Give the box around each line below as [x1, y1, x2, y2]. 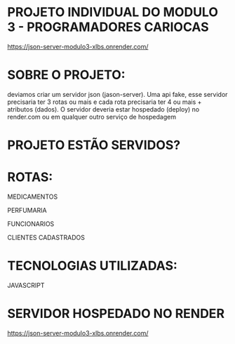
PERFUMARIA [7, 206, 47, 214]
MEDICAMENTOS [7, 192, 58, 201]
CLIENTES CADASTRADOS [7, 233, 86, 242]
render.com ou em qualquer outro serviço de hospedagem [7, 112, 177, 121]
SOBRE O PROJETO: [7, 67, 126, 83]
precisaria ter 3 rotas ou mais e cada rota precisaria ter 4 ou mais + [7, 98, 202, 106]
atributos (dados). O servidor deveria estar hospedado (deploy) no [7, 105, 200, 113]
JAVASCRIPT [7, 281, 45, 289]
